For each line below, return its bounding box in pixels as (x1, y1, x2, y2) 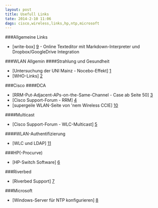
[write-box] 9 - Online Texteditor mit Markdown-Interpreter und (12, 44, 140, 49)
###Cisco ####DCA (5, 83, 46, 89)
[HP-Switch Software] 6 (12, 160, 60, 165)
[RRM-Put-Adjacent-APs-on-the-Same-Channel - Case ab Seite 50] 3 (12, 92, 153, 98)
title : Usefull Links (5, 12, 49, 17)
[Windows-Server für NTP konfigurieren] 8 (12, 197, 99, 203)
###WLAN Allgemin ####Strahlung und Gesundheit (5, 58, 110, 64)
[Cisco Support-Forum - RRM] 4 (12, 97, 77, 103)
